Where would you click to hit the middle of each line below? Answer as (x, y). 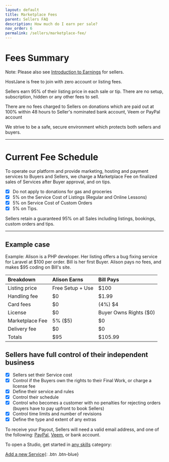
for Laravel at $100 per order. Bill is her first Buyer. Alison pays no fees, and (83, 262)
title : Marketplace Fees (31, 15)
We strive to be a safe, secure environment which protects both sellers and (83, 127)
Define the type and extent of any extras (54, 419)
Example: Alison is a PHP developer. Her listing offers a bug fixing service (81, 256)
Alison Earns (68, 279)
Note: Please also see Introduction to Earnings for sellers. (65, 72)
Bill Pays (109, 279)
